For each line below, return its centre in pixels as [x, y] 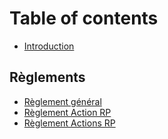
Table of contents [84, 18]
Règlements [47, 77]
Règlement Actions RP [69, 123]
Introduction [49, 46]
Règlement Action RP [67, 112]
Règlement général [62, 101]
